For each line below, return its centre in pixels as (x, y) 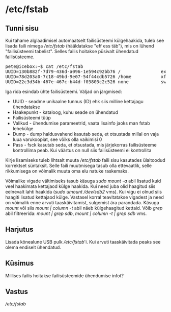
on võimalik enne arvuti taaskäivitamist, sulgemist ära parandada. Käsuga (82, 202)
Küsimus (20, 263)
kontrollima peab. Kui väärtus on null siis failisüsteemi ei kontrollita (82, 150)
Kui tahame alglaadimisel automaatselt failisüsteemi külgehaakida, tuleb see (85, 40)
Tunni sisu (22, 28)
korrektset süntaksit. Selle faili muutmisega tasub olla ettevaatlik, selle (78, 165)
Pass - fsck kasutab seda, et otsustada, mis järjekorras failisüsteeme (84, 145)
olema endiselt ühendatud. (33, 247)
